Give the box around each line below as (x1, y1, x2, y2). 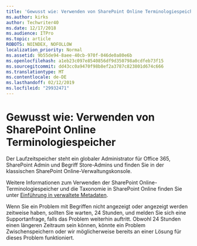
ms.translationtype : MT (6, 69, 64, 75)
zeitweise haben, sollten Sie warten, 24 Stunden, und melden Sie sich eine (6, 209, 186, 216)
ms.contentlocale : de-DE (6, 74, 67, 80)
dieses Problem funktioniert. (6, 234, 74, 241)
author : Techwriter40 (6, 19, 59, 25)
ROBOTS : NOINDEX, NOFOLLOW (6, 42, 72, 48)
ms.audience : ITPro (6, 31, 54, 36)
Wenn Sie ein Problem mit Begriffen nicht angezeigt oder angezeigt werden (6, 202, 188, 210)
